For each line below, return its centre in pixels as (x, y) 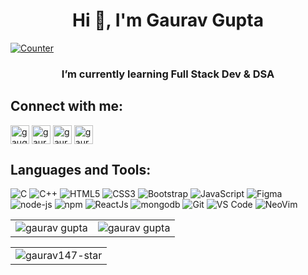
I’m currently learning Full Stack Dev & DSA (168, 74)
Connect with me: (67, 106)
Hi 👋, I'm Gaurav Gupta (168, 20)
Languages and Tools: (81, 170)
